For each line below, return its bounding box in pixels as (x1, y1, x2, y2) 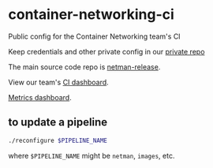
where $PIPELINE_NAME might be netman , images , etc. (8, 151, 175, 160)
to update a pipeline (8, 116, 108, 129)
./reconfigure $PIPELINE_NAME (8, 136, 108, 144)
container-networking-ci (8, 6, 175, 24)
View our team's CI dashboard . (8, 77, 109, 87)
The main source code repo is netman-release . (8, 62, 161, 72)
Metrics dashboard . (8, 92, 73, 102)
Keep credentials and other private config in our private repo (8, 47, 205, 56)
